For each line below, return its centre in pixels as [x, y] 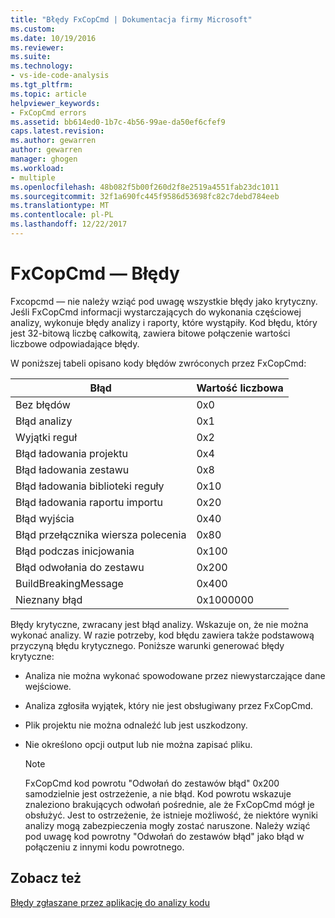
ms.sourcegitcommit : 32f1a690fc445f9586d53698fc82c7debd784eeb [145, 196]
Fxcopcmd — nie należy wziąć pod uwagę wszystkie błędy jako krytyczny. [164, 301]
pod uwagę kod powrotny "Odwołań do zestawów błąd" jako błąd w [164, 836]
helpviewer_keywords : [55, 103]
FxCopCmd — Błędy [95, 273]
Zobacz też [46, 878]
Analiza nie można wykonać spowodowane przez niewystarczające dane [175, 675]
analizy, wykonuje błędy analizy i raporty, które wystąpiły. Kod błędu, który [164, 322]
